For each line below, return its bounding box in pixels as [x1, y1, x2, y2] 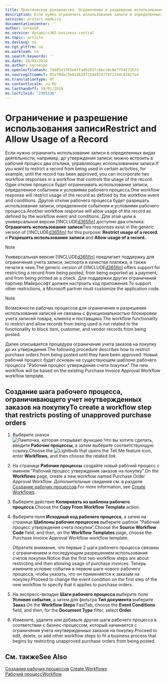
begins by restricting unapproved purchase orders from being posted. [12, 638, 156, 644]
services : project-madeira [5, 16, 61, 21]
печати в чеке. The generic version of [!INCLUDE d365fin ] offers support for [5, 265, 161, 271]
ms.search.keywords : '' [5, 53, 55, 59]
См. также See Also [5, 653, 67, 661]
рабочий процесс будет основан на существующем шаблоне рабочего [5, 357, 157, 363]
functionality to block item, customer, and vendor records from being [5, 326, 147, 332]
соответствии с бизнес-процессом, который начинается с [12, 622, 137, 628]
